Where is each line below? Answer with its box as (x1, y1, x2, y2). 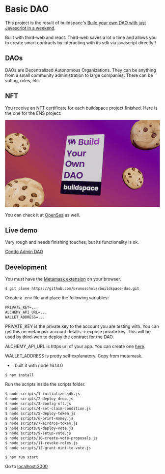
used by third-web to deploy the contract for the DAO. (5, 334, 114, 340)
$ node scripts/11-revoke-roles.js (5, 441, 78, 446)
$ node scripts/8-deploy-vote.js (5, 426, 74, 431)
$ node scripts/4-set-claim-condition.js (5, 406, 91, 411)
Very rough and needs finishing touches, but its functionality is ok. (5, 239, 139, 245)
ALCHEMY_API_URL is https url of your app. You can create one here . (5, 344, 146, 349)
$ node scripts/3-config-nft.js (5, 401, 71, 407)
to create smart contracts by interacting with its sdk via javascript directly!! (5, 39, 156, 45)
